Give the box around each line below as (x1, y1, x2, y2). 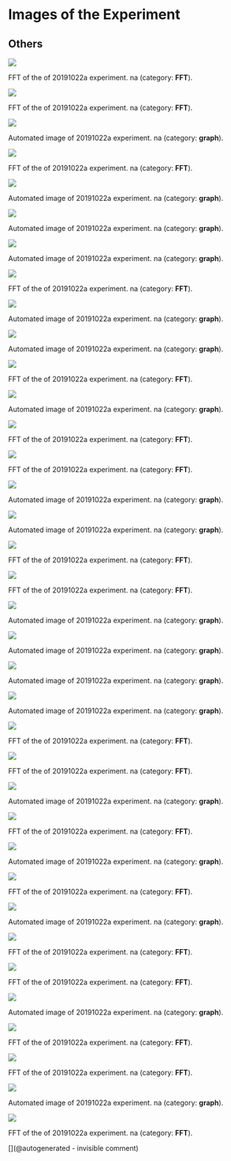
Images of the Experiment (8, 6, 181, 24)
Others (8, 37, 43, 51)
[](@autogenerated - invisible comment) (8, 1144, 140, 1152)
